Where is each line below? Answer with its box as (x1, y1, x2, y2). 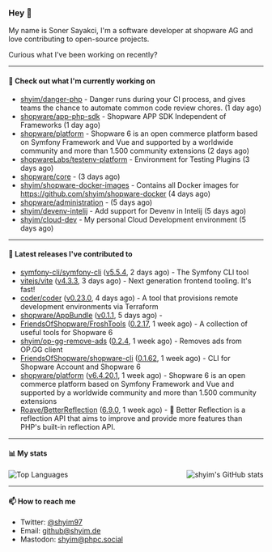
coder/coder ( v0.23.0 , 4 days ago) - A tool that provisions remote (19, 293, 239, 303)
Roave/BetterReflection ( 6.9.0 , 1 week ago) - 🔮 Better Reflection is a (19, 405, 246, 414)
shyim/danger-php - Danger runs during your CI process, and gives (19, 94, 246, 104)
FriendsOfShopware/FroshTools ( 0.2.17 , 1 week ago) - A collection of (19, 319, 249, 329)
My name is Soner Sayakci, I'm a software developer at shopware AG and (8, 26, 253, 36)
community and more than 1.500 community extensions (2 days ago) (19, 146, 249, 155)
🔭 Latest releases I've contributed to (8, 249, 133, 259)
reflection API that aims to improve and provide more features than (19, 413, 243, 423)
